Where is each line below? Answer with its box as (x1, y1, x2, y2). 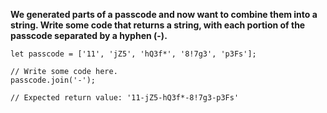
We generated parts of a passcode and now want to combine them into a (10, 9, 318, 20)
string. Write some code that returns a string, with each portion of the (10, 19, 306, 31)
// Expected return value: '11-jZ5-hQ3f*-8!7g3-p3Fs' (10, 93, 240, 103)
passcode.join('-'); (10, 75, 97, 85)
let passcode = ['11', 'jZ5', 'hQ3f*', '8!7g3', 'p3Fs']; (10, 49, 257, 59)
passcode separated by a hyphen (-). (10, 30, 168, 41)
